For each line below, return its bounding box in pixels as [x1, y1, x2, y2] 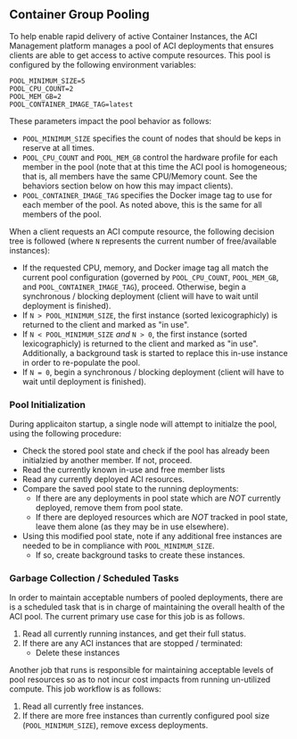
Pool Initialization [9, 398, 87, 411]
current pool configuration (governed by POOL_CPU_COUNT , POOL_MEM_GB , [21, 271, 279, 282]
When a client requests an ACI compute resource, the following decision [9, 226, 275, 237]
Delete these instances [35, 647, 120, 659]
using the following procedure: [9, 428, 122, 439]
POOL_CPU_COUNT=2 [9, 84, 74, 93]
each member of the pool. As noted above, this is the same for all [21, 199, 262, 210]
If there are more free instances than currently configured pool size [21, 710, 270, 721]
